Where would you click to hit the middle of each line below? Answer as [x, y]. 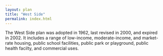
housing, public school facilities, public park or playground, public [81, 43]
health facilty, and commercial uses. [42, 48]
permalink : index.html [28, 19]
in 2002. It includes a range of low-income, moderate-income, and [73, 38]
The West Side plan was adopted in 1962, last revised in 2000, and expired [81, 33]
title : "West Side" [25, 14]
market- [150, 38]
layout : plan [19, 10]
